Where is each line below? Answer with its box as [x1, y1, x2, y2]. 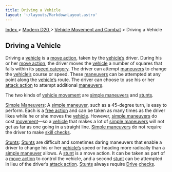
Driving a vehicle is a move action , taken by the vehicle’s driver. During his [5, 55, 162, 61]
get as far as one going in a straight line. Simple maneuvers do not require [5, 124, 162, 130]
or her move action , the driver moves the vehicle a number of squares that [5, 60, 163, 67]
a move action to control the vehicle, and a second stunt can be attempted [5, 156, 163, 162]
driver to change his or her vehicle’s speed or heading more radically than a [5, 145, 165, 151]
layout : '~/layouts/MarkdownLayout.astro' [5, 12, 98, 17]
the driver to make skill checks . [5, 129, 71, 136]
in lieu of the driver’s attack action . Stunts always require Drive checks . [5, 161, 156, 167]
